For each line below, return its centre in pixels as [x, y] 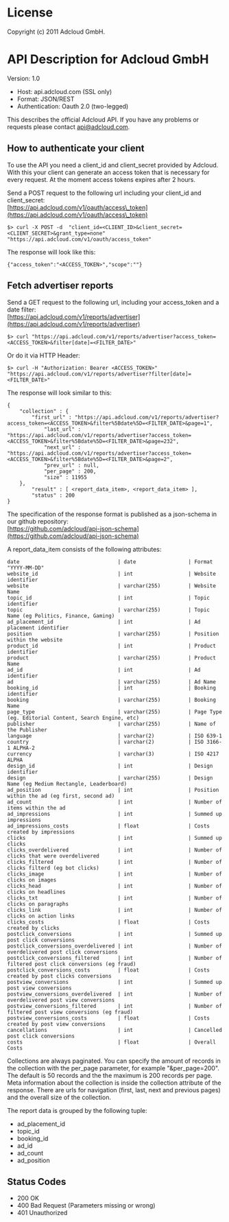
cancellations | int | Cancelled [115, 1030]
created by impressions [41, 832]
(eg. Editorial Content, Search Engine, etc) [73, 718]
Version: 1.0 [24, 78]
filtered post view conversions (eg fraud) [70, 1012]
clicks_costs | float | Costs [109, 922]
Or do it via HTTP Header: [44, 355]
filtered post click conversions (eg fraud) [72, 964]
